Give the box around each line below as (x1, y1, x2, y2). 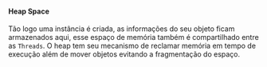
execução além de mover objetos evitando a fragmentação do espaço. (8, 49, 241, 59)
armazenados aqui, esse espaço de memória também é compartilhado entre (8, 33, 259, 42)
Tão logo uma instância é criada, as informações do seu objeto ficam (8, 24, 235, 33)
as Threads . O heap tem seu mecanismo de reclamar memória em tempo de (8, 41, 257, 51)
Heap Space (8, 6, 50, 16)
